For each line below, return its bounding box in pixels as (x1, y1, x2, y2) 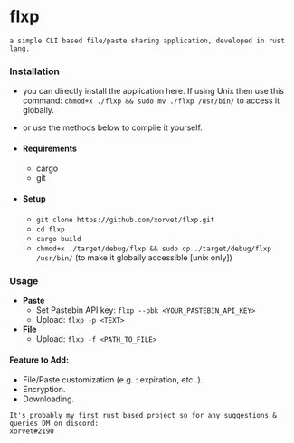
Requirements (22, 143, 77, 154)
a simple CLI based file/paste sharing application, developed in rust (9, 36, 285, 45)
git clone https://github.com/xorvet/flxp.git (35, 215, 215, 224)
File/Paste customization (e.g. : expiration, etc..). (22, 374, 204, 385)
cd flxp (35, 224, 65, 234)
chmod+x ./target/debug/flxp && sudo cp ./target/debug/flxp (35, 244, 271, 253)
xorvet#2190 (9, 427, 54, 436)
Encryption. (22, 384, 66, 395)
